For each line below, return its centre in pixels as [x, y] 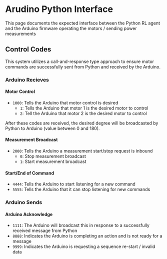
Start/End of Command [30, 173]
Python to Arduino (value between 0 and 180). [52, 128]
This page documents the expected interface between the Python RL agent [82, 23]
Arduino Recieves [27, 79]
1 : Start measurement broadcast [53, 161]
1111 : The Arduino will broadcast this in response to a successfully [81, 225]
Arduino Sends [24, 202]
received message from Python [45, 230]
